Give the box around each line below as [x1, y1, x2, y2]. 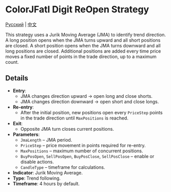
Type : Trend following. [12, 175, 61, 181]
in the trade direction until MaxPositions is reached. [20, 115, 128, 121]
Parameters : [12, 131, 40, 137]
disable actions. [20, 159, 54, 165]
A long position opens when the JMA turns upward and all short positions [5, 37, 161, 43]
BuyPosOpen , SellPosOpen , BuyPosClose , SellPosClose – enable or [20, 153, 155, 159]
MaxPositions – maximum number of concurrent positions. [20, 148, 143, 154]
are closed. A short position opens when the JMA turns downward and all [5, 42, 161, 48]
